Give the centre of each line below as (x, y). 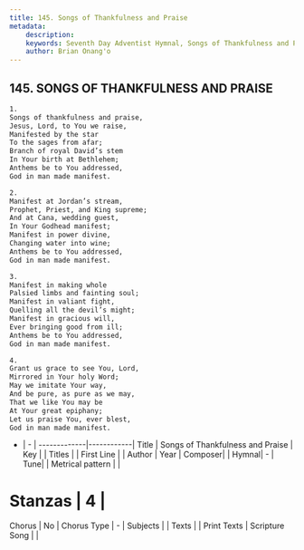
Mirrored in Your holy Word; (64, 377)
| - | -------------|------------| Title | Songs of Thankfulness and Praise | (158, 445)
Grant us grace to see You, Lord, (75, 369)
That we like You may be (56, 402)
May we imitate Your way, (58, 386)
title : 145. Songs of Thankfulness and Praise (99, 18)
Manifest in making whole (58, 285)
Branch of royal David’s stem (66, 151)
